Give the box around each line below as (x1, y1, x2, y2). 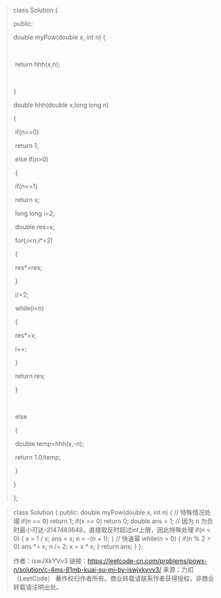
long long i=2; (15, 209, 55, 218)
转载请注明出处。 (13, 583, 63, 591)
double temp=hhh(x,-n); (15, 440, 84, 448)
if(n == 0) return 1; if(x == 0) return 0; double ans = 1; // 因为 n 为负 (21, 517, 213, 525)
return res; (15, 372, 46, 380)
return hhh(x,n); (15, 60, 61, 69)
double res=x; (15, 223, 55, 231)
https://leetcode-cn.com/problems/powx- (87, 557, 208, 565)
